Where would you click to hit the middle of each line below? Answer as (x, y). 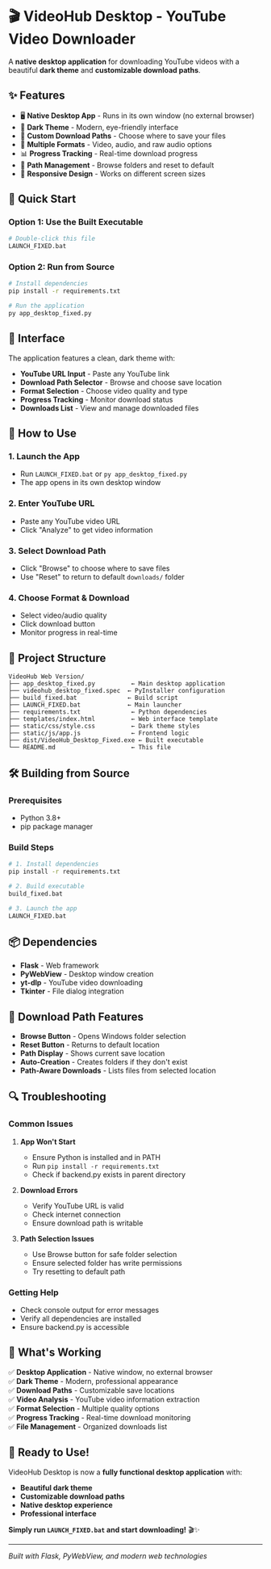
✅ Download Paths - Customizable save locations (92, 1390)
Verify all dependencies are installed (80, 1318)
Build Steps (31, 847)
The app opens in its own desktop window (90, 483)
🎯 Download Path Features (76, 1016)
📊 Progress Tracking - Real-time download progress (109, 153)
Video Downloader (72, 39)
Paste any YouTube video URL (70, 521)
